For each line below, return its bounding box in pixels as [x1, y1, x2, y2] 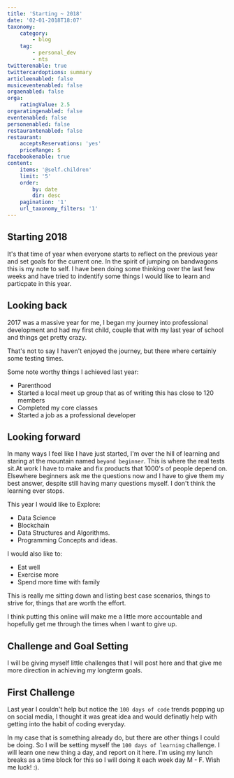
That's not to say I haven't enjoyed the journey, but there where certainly [7, 347, 217, 355]
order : [20, 179, 39, 186]
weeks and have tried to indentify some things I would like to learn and [7, 272, 211, 280]
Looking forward [7, 431, 81, 442]
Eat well [17, 563, 41, 572]
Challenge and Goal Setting [7, 640, 129, 652]
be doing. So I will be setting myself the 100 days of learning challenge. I [7, 740, 220, 749]
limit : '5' [20, 173, 52, 180]
